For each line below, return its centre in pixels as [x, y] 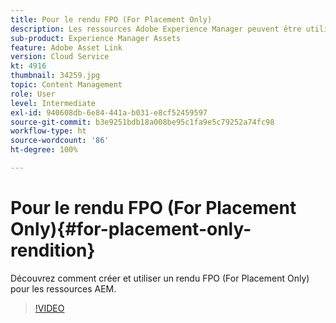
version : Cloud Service [60, 57]
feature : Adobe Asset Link [66, 47]
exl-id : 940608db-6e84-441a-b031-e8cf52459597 [109, 112]
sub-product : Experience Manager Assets [96, 38]
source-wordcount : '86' [60, 141]
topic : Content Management [66, 85]
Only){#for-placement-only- [131, 229]
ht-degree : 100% [44, 150]
